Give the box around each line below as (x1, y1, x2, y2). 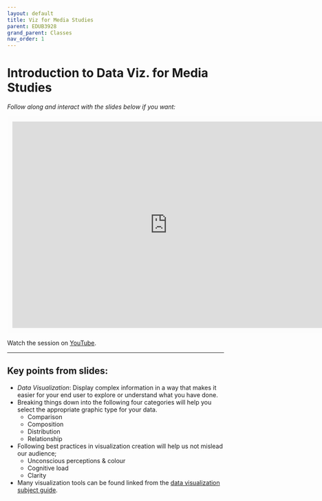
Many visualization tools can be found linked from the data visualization (17, 478, 220, 487)
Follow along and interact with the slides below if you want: (7, 103, 176, 111)
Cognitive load (27, 464, 69, 472)
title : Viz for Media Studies (7, 17, 94, 23)
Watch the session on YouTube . (7, 339, 96, 348)
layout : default (7, 10, 54, 17)
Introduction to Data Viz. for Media (7, 65, 208, 81)
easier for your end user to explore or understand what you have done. (17, 390, 218, 399)
